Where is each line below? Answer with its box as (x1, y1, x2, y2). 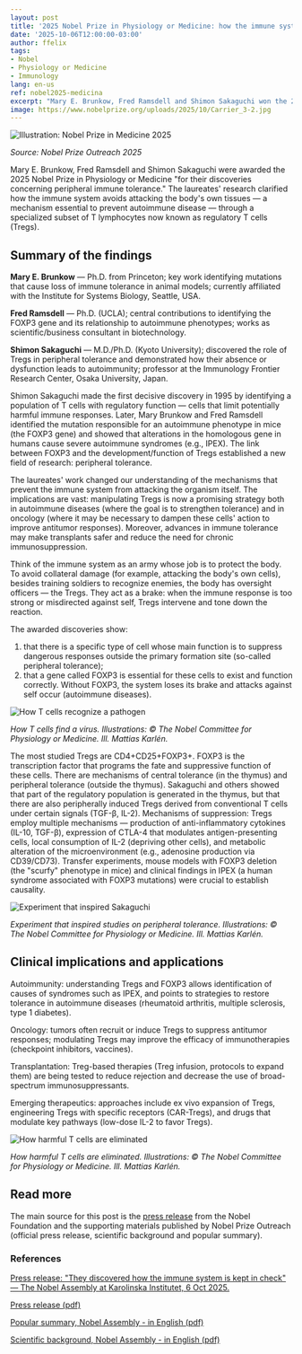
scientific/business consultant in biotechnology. (10, 327, 186, 338)
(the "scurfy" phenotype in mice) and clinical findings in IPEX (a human (10, 866, 273, 876)
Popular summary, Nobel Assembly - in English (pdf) (10, 1316, 204, 1327)
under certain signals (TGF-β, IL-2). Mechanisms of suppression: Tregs (10, 808, 272, 819)
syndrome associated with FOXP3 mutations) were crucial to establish (10, 875, 270, 885)
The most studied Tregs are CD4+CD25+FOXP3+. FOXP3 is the (10, 751, 246, 761)
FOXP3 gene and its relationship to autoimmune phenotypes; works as (10, 318, 271, 329)
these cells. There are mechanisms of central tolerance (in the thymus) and (10, 769, 288, 781)
